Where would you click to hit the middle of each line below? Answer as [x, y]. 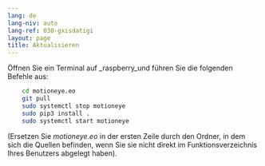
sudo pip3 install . [56, 113]
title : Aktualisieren [44, 45]
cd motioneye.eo [49, 91]
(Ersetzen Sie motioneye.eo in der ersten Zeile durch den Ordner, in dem [127, 136]
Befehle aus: [28, 77]
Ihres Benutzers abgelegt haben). [62, 153]
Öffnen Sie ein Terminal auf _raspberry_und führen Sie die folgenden [120, 68]
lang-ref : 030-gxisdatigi [50, 30]
